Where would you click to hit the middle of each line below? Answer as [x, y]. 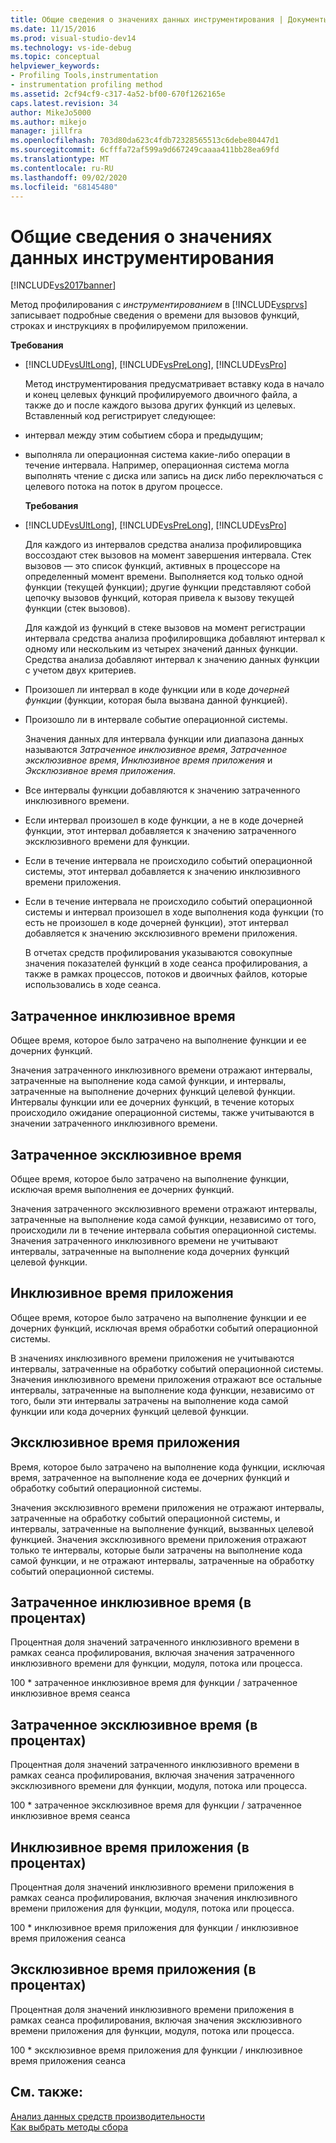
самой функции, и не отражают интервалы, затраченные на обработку [162, 1560]
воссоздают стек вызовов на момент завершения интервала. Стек [168, 555]
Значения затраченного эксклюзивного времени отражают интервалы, [164, 1208]
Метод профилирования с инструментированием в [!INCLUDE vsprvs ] [159, 305]
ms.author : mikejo [48, 122]
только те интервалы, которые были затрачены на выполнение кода [156, 1550]
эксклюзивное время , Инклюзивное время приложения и [148, 760]
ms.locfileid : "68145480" [64, 187]
